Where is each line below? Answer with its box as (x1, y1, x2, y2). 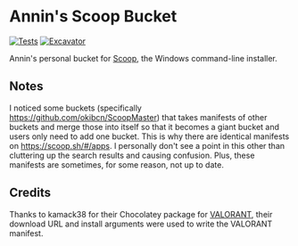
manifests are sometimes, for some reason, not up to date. (9, 159, 225, 170)
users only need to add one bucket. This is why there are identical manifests (9, 131, 290, 142)
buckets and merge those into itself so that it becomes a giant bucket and (9, 121, 279, 132)
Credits (9, 185, 52, 201)
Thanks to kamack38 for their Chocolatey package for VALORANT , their (9, 209, 273, 219)
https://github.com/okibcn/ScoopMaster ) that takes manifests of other (9, 111, 268, 122)
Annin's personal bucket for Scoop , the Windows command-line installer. (9, 53, 278, 63)
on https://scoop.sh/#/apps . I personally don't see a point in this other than (9, 140, 286, 151)
